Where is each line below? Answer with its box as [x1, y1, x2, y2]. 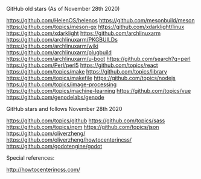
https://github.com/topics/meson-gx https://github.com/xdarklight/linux [6, 24, 185, 30]
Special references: [6, 154, 55, 162]
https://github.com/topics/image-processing [6, 81, 117, 88]
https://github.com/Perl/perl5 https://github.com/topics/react [6, 61, 158, 69]
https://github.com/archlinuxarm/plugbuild [6, 49, 112, 56]
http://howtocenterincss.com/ [6, 166, 80, 173]
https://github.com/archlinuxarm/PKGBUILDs [6, 36, 118, 43]
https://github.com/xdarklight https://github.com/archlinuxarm [6, 30, 161, 37]
